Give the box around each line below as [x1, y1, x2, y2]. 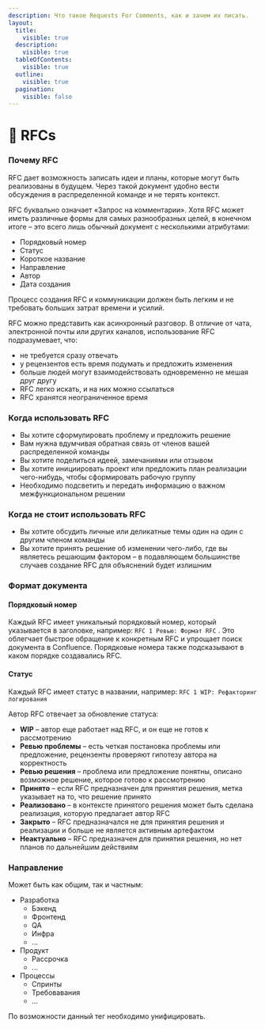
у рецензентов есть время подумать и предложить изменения [19, 359, 233, 368]
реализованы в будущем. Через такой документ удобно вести [8, 181, 220, 191]
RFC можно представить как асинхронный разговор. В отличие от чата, [8, 318, 252, 328]
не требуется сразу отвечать [19, 350, 119, 360]
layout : [8, 19, 34, 27]
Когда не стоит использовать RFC [8, 508, 146, 519]
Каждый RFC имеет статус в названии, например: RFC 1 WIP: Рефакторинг [8, 686, 258, 697]
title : [15, 26, 37, 34]
